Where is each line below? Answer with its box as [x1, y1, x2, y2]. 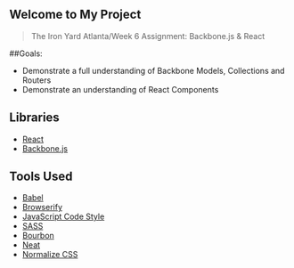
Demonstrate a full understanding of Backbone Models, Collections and [21, 65, 285, 76]
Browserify [21, 202, 62, 213]
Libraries [9, 110, 60, 126]
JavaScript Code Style [21, 211, 105, 222]
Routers [21, 75, 52, 85]
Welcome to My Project [9, 7, 142, 22]
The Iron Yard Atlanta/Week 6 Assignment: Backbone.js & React [30, 30, 265, 41]
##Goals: [9, 48, 43, 59]
